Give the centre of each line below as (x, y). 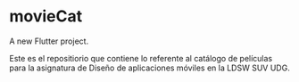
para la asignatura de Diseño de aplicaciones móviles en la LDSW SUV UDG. (149, 68)
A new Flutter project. (49, 41)
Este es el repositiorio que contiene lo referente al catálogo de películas (141, 58)
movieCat (46, 16)
